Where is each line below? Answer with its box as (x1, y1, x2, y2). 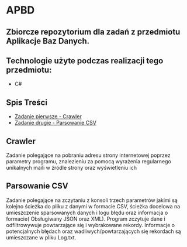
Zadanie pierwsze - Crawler (14, 113, 82, 120)
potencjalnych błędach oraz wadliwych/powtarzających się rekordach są (6, 228, 181, 235)
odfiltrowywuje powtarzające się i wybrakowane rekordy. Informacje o (6, 221, 175, 228)
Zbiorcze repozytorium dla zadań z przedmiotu (6, 27, 181, 37)
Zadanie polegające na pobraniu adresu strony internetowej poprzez (6, 152, 171, 159)
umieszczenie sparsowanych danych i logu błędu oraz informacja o (6, 209, 168, 216)
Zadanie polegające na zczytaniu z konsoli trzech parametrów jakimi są (6, 197, 178, 204)
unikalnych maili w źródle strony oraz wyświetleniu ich (6, 164, 137, 171)
